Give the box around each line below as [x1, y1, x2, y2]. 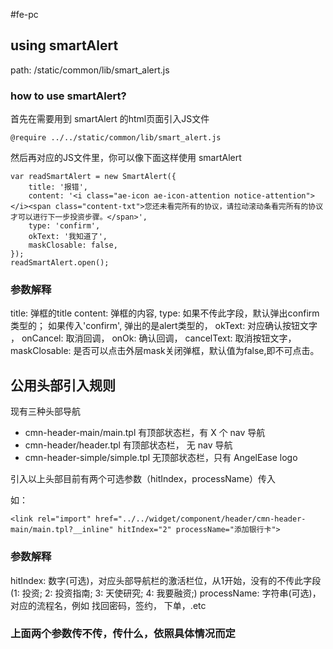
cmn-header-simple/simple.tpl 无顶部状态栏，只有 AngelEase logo [24, 452, 298, 464]
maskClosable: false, [28, 240, 118, 251]
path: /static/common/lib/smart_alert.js [10, 64, 170, 76]
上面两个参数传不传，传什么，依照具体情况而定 [10, 627, 236, 641]
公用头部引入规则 [10, 377, 116, 394]
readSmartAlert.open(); [10, 258, 110, 268]
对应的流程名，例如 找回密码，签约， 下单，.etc [10, 599, 207, 611]
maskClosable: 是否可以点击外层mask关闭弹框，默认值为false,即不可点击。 [10, 345, 320, 357]
